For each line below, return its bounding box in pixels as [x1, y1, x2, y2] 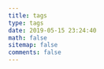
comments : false [8, 48, 61, 56]
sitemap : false [8, 41, 58, 49]
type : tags [8, 19, 44, 27]
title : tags [8, 11, 47, 20]
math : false [8, 33, 47, 42]
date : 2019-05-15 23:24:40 [8, 26, 97, 34]
